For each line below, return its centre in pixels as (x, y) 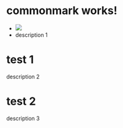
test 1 (20, 60)
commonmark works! (62, 11)
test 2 (21, 101)
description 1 (31, 35)
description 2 (23, 77)
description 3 (23, 118)
